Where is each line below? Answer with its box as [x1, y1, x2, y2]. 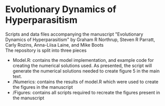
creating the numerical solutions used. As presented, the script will [12, 62, 152, 68]
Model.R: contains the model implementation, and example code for [12, 57, 154, 63]
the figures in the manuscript [12, 84, 73, 90]
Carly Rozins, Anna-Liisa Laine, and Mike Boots [5, 42, 104, 48]
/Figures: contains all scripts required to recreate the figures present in [12, 89, 160, 95]
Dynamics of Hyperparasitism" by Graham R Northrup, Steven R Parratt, [5, 37, 155, 43]
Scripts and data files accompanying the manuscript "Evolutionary [5, 31, 143, 37]
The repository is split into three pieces [5, 47, 87, 53]
